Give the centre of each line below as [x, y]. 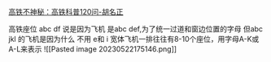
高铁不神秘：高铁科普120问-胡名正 [66, 12]
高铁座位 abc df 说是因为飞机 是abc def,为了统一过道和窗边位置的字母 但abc [135, 29]
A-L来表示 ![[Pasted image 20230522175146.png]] [93, 49]
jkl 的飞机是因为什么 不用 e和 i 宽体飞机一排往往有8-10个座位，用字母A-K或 [134, 39]
